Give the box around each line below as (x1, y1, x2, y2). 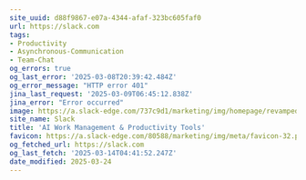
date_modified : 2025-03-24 (9, 156, 112, 166)
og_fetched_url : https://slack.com (9, 140, 145, 149)
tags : (9, 30, 30, 39)
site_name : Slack (9, 115, 76, 124)
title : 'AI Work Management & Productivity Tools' (9, 124, 206, 133)
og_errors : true (9, 65, 71, 74)
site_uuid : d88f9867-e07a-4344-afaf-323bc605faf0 (9, 13, 202, 23)
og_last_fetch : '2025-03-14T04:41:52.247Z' (9, 148, 178, 157)
